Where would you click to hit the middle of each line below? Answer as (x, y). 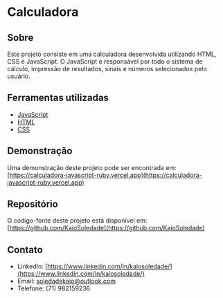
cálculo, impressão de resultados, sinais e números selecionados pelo (107, 69)
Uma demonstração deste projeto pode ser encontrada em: (92, 167)
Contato (25, 250)
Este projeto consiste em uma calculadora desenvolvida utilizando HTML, (112, 54)
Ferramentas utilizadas (58, 98)
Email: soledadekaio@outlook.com (66, 281)
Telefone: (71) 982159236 (54, 288)
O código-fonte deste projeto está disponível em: (77, 221)
